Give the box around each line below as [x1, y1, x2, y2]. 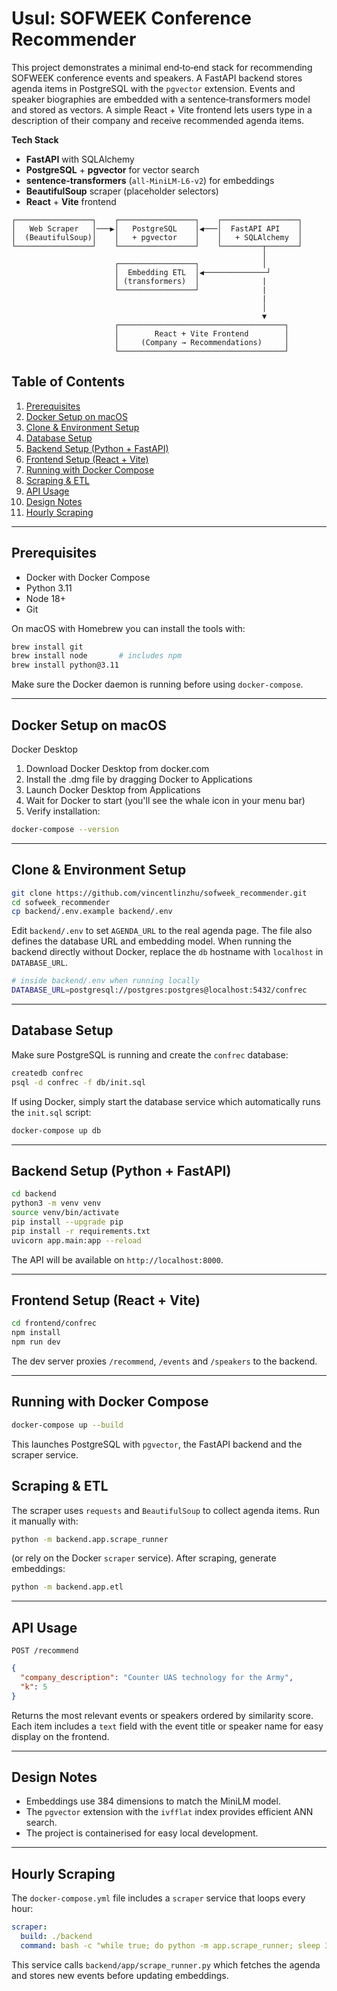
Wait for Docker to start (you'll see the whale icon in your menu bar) [25, 795, 306, 806]
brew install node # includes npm [11, 651, 183, 661]
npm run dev [11, 1337, 61, 1347]
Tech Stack [11, 133, 59, 146]
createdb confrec [11, 1068, 84, 1078]
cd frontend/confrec [11, 1318, 98, 1329]
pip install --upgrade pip [11, 1217, 124, 1227]
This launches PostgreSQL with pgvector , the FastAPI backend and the [11, 1438, 303, 1450]
